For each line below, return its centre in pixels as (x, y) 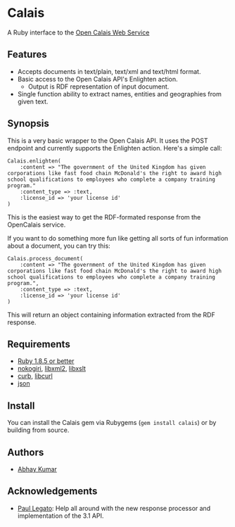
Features (27, 55)
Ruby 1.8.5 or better (46, 361)
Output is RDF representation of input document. (99, 87)
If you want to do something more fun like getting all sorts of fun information (118, 238)
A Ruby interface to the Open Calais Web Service (78, 32)
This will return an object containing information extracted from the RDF (112, 315)
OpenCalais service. (37, 224)
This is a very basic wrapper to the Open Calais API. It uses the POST (108, 140)
